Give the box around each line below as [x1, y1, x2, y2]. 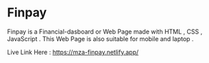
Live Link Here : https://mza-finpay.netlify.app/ [7, 48, 139, 56]
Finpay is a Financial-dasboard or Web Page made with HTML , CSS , [7, 27, 203, 36]
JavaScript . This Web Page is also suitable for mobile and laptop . [7, 34, 194, 42]
